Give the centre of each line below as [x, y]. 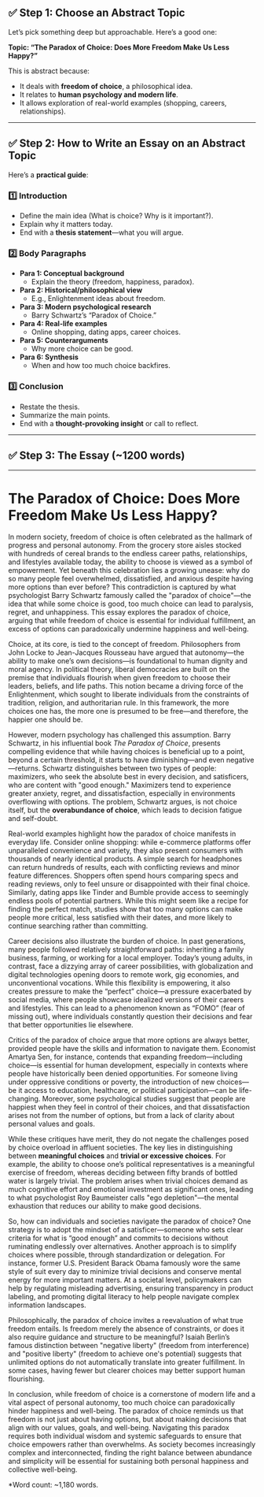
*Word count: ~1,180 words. [53, 1485]
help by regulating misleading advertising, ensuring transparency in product [131, 1288]
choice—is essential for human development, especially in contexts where [128, 1065]
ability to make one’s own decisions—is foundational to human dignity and [128, 661]
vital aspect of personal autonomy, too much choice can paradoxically [122, 1402]
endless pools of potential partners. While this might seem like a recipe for [128, 901]
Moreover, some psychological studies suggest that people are [144, 1099]
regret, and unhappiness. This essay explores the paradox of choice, [119, 612]
